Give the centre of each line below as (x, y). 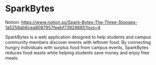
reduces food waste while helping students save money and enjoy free (77, 53)
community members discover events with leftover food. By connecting (78, 42)
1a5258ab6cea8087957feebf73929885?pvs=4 (53, 27)
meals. (12, 58)
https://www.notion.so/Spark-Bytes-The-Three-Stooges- (79, 22)
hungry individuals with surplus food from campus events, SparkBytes (77, 47)
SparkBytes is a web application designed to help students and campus (78, 37)
